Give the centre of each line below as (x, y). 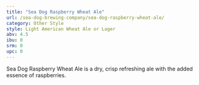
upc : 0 (15, 52)
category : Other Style (35, 23)
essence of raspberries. (36, 75)
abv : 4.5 (17, 35)
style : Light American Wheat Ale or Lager (61, 29)
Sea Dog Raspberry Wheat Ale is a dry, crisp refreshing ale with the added (100, 69)
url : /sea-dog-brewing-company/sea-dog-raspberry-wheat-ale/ (86, 18)
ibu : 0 (15, 40)
